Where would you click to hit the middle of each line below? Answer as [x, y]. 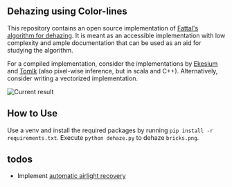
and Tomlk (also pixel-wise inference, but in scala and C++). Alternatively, [113, 71]
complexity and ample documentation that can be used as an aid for [104, 43]
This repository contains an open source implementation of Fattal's [103, 28]
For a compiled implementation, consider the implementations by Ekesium [113, 63]
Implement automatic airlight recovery [71, 176]
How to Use [33, 114]
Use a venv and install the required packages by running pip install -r [110, 130]
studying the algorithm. [41, 50]
